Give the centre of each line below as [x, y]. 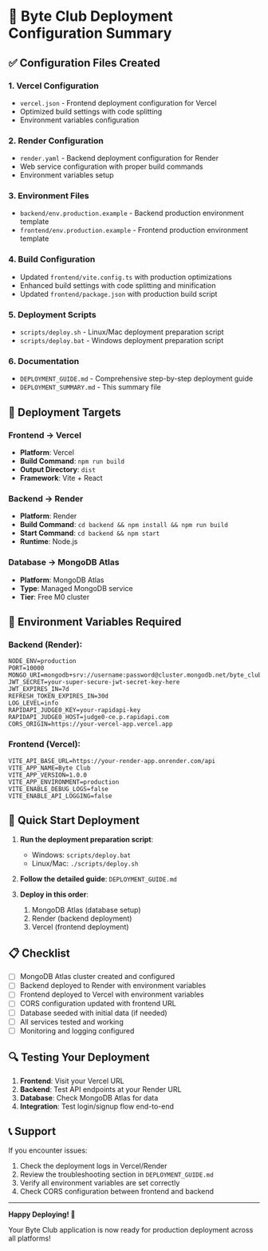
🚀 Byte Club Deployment [91, 16]
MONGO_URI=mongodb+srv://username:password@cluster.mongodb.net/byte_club [135, 675]
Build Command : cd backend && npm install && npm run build [124, 525]
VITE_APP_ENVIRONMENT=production [64, 782]
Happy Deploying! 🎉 [42, 1214]
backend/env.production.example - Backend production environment [132, 213]
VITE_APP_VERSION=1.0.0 [48, 775]
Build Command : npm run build [72, 461]
